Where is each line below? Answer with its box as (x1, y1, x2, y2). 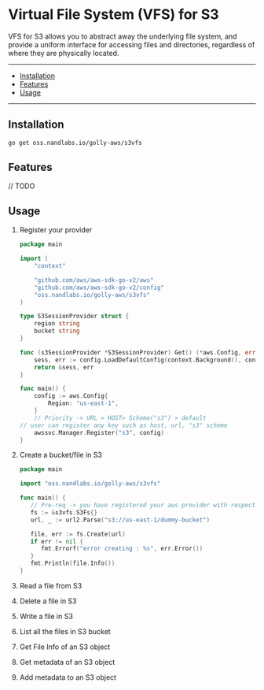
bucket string (34, 327, 80, 336)
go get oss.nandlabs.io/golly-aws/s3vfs (8, 139, 143, 147)
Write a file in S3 (19, 611, 73, 621)
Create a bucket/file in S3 (19, 451, 102, 460)
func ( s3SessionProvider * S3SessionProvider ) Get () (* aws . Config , (19, 348, 242, 356)
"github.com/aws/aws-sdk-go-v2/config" (34, 284, 165, 291)
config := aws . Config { (34, 392, 108, 400)
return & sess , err (34, 363, 94, 371)
